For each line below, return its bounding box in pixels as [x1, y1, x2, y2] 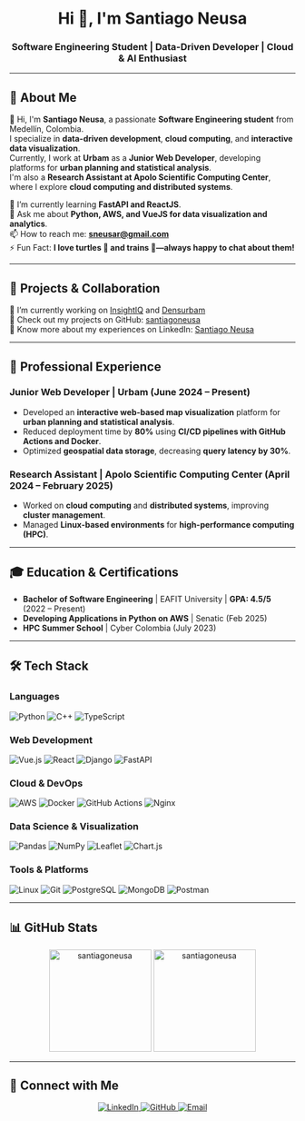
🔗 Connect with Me [9, 1077, 120, 1093]
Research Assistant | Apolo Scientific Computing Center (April [9, 468, 290, 481]
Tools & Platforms [9, 863, 89, 876]
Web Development [9, 733, 93, 746]
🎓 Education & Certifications [9, 565, 179, 580]
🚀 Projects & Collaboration [9, 281, 161, 296]
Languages [9, 690, 61, 703]
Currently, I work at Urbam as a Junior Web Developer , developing [9, 153, 261, 164]
